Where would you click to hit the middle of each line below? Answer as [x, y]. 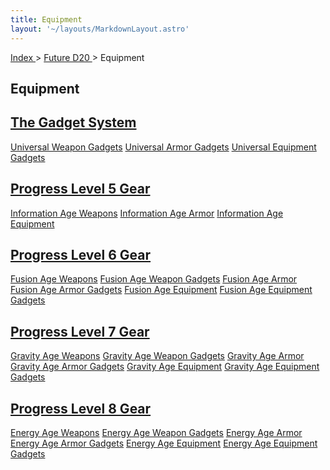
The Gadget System [73, 122]
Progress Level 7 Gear [80, 331]
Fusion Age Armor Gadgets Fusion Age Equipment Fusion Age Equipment [161, 290]
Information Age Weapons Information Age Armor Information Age [147, 213]
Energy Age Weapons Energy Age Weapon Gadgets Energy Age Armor [156, 432]
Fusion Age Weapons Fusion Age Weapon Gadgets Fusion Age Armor [154, 279]
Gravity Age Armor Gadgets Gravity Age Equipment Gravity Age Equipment [165, 367]
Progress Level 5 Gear [80, 189]
